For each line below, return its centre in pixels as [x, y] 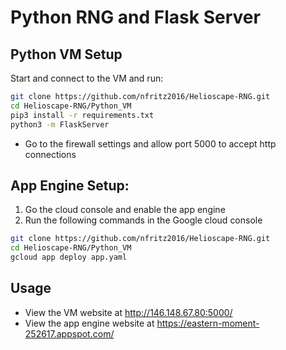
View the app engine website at [89, 323]
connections [50, 154]
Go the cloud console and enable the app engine [125, 210]
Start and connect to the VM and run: [87, 78]
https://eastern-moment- [208, 323]
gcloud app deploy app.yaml [69, 257]
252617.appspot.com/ [69, 333]
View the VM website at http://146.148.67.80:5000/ [128, 312]
